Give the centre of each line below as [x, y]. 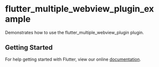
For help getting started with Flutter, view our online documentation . [73, 59]
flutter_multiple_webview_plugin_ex [79, 9]
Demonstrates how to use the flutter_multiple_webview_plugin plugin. [75, 32]
